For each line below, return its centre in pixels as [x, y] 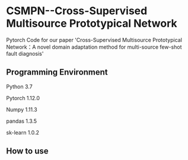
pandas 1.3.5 [22, 121]
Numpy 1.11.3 [22, 109]
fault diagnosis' [25, 53]
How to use [27, 151]
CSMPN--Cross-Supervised [77, 11]
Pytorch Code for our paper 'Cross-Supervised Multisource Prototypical [94, 40]
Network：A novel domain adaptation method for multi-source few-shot [94, 47]
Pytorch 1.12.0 [23, 98]
